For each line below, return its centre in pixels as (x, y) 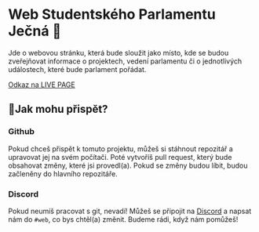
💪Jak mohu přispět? (58, 109)
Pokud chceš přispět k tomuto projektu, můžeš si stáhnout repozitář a (120, 149)
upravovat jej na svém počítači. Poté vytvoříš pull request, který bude (120, 157)
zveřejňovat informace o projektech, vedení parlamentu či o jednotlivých (125, 61)
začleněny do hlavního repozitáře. (63, 173)
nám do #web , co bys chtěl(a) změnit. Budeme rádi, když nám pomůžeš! (123, 219)
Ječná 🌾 (35, 31)
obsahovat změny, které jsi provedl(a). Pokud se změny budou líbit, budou (128, 165)
